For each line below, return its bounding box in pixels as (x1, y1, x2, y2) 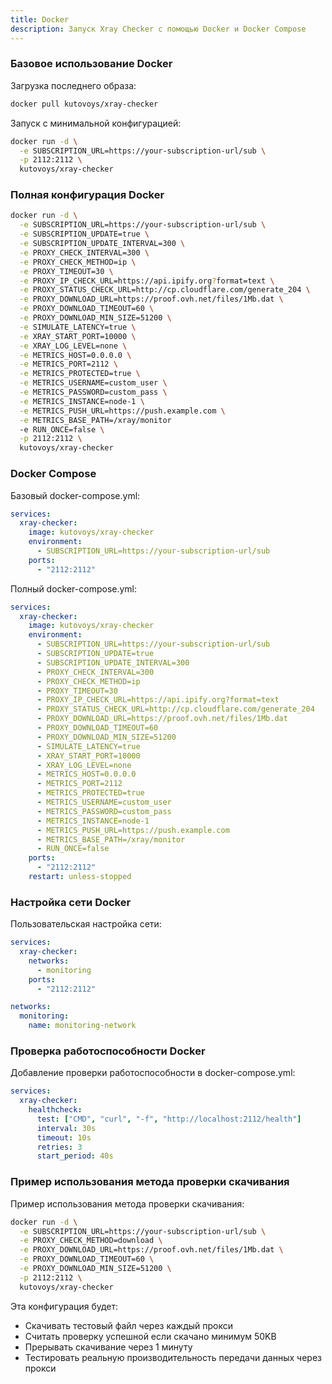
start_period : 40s (36, 1151, 114, 1161)
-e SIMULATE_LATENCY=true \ (19, 322, 137, 332)
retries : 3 (36, 1142, 83, 1152)
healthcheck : (28, 1105, 83, 1115)
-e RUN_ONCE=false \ (19, 424, 105, 435)
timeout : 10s (36, 1132, 92, 1143)
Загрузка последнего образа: (10, 79, 137, 91)
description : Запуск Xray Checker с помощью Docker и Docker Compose (10, 24, 307, 34)
